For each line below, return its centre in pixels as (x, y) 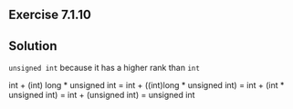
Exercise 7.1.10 (50, 15)
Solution (33, 46)
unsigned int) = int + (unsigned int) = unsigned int (102, 95)
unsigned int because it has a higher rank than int (104, 68)
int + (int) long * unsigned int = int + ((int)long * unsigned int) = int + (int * (146, 85)
